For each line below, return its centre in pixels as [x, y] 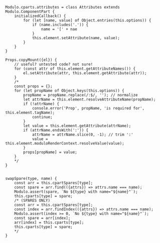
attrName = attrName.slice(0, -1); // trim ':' [83, 135]
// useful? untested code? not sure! [54, 64]
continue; [42, 117]
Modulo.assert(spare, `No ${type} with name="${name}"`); [76, 192]
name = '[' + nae [59, 29]
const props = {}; [33, 86]
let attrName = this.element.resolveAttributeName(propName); [90, 99]
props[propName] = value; [50, 152]
